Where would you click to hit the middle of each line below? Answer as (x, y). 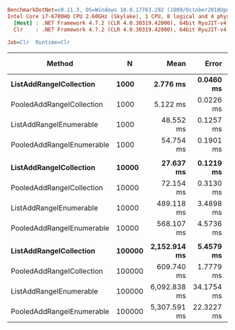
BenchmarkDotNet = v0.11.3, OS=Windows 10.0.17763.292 (86, 10)
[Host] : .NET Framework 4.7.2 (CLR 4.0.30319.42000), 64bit (105, 23)
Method (60, 64)
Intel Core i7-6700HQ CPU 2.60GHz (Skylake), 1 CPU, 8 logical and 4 (111, 16)
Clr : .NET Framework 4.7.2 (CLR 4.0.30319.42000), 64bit (105, 29)
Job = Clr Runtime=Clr (39, 42)
